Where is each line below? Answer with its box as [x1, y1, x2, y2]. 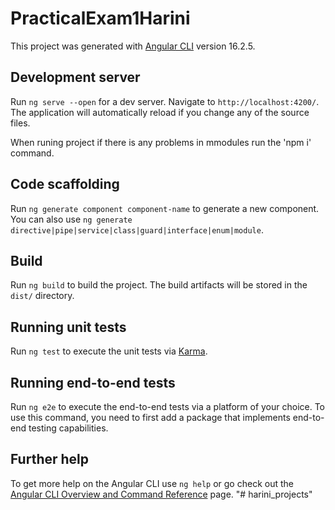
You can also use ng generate [10, 213, 133, 225]
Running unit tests [10, 318, 127, 336]
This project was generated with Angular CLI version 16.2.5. [10, 40, 256, 52]
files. [10, 117, 31, 129]
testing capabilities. [28, 422, 109, 434]
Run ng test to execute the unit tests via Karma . [10, 345, 208, 357]
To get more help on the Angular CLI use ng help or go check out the [10, 477, 294, 489]
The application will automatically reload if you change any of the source [10, 106, 310, 118]
